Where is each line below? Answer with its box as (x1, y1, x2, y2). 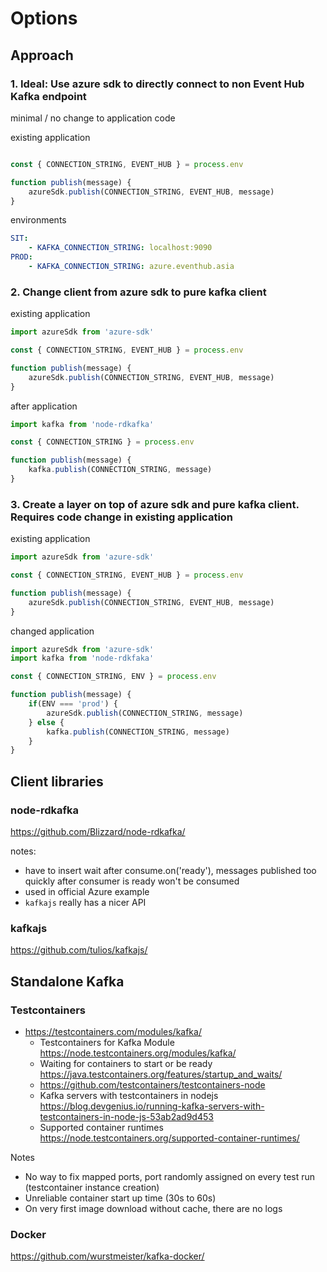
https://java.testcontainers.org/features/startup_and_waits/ (39, 1068, 283, 1081)
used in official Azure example (24, 886, 150, 898)
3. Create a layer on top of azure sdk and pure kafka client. (10, 497, 300, 511)
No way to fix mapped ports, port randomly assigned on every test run (24, 1171, 316, 1183)
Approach (10, 47, 74, 64)
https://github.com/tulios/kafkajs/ (10, 944, 148, 956)
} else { (28, 717, 65, 727)
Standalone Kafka (10, 973, 125, 990)
